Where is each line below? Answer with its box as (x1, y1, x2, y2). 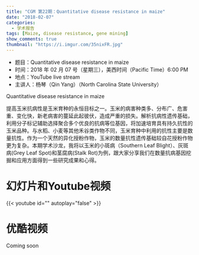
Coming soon (6, 242, 39, 249)
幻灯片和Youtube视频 (6, 180, 111, 193)
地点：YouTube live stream (14, 73, 81, 80)
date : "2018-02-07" (6, 14, 54, 20)
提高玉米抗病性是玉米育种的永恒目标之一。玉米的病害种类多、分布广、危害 (6, 105, 188, 112)
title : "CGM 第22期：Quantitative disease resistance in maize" (6, 8, 166, 15)
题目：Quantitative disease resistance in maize (14, 59, 129, 66)
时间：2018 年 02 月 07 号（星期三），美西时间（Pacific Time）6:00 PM (14, 66, 188, 73)
